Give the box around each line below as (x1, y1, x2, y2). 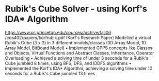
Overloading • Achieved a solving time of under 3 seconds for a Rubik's (5, 55, 149, 61)
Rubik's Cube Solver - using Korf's (5, 3, 147, 14)
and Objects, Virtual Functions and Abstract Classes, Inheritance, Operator (5, 50, 154, 56)
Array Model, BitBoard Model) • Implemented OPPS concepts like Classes (5, 45, 153, 51)
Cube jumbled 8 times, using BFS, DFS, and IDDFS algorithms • (5, 60, 132, 66)
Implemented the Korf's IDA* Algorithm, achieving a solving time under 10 (5, 65, 153, 71)
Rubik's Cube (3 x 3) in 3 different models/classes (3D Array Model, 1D (5, 40, 146, 45)
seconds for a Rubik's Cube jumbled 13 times (5, 70, 95, 76)
